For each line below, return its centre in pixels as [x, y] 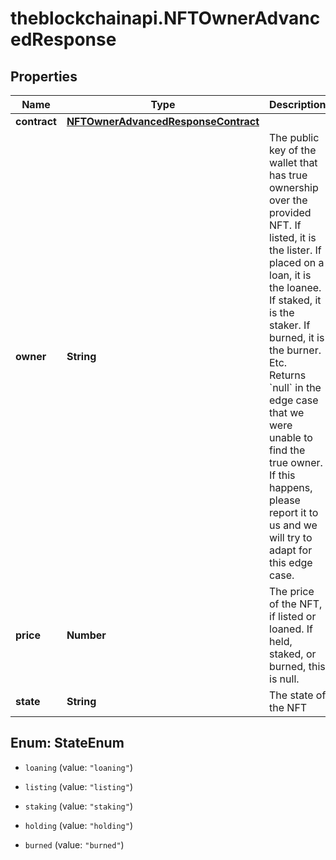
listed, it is [293, 237]
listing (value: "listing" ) [78, 786]
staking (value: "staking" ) [78, 806]
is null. [284, 679]
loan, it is [290, 275]
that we [287, 412]
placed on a [297, 262]
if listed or [293, 616]
